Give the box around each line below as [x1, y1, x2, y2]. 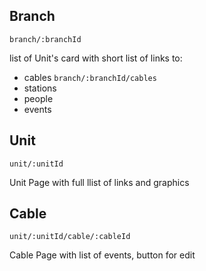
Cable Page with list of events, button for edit [9, 249, 196, 261]
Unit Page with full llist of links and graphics [9, 176, 190, 188]
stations [23, 82, 57, 94]
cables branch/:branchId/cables [23, 71, 157, 83]
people [23, 92, 54, 104]
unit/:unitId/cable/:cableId [9, 232, 131, 242]
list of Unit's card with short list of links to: [9, 52, 183, 64]
